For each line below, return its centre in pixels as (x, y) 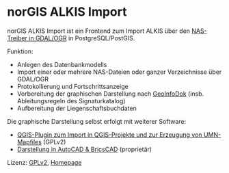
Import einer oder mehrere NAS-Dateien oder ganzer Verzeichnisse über (119, 72)
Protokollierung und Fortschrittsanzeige (72, 86)
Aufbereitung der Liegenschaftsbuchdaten (77, 108)
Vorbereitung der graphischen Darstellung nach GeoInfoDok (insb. (110, 94)
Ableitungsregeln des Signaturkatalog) (71, 101)
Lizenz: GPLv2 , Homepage (44, 162)
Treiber (17, 38)
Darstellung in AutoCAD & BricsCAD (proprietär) (84, 149)
